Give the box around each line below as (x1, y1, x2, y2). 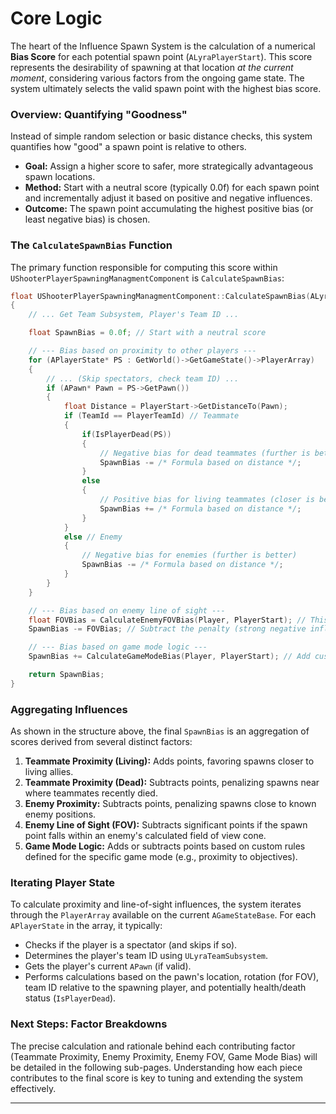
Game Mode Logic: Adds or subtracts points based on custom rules (24, 840, 306, 852)
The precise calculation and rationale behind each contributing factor (10, 1040, 296, 1052)
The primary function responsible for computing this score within (10, 261, 278, 273)
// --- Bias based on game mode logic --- (28, 642, 208, 652)
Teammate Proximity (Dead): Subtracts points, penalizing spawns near (24, 777, 320, 789)
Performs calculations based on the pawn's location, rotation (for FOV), (24, 971, 320, 983)
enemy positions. (24, 808, 97, 821)
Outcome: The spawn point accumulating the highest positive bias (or (24, 203, 314, 215)
